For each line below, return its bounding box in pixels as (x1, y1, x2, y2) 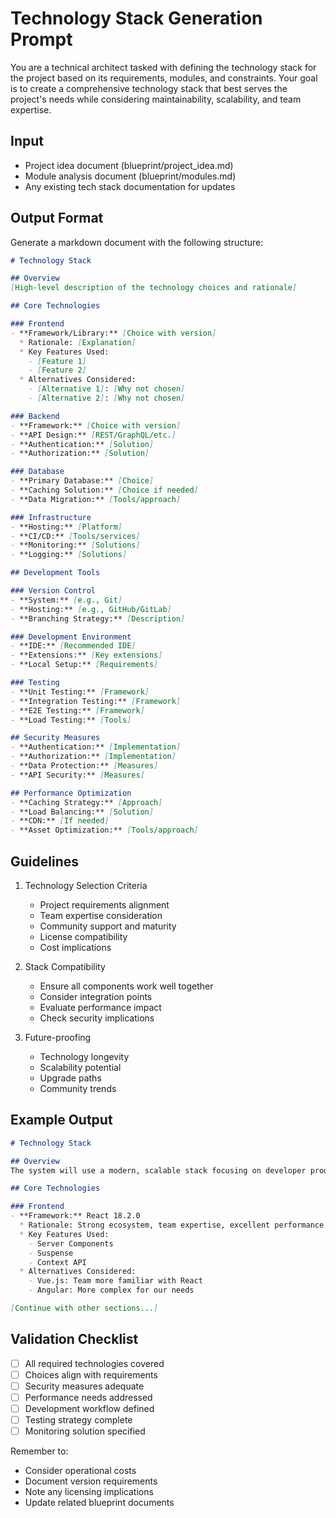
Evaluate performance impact (39, 1002, 162, 1013)
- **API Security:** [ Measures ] (10, 770, 145, 780)
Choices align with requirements (24, 1368, 158, 1381)
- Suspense (28, 1248, 74, 1258)
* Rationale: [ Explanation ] (19, 337, 137, 347)
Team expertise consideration (39, 910, 163, 921)
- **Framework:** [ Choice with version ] (10, 420, 182, 431)
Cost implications (39, 942, 112, 953)
